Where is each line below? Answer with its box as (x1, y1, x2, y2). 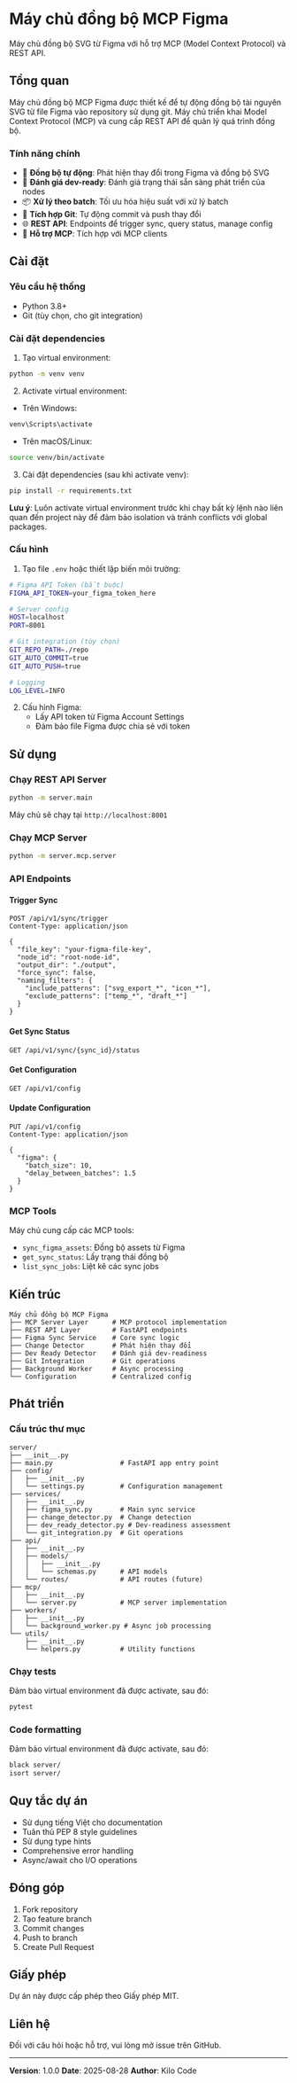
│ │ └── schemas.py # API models (9, 1567, 168, 1576)
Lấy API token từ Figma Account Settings (34, 712, 185, 722)
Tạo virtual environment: (21, 353, 111, 363)
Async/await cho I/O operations (21, 1854, 138, 1865)
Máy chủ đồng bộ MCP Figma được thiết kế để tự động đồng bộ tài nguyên (9, 97, 282, 107)
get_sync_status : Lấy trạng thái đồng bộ (21, 1252, 169, 1262)
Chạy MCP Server (9, 831, 88, 844)
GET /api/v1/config (9, 1084, 81, 1093)
